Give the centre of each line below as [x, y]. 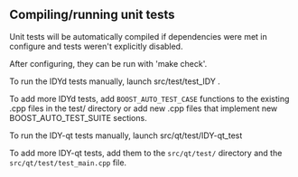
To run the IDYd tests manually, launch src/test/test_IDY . [115, 81]
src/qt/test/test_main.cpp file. [68, 163]
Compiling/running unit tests [92, 15]
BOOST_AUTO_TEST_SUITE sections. [78, 117]
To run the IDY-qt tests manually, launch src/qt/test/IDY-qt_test [126, 135]
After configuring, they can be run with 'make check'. [108, 63]
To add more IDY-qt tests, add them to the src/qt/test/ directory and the [146, 153]
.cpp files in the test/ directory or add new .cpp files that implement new [144, 108]
